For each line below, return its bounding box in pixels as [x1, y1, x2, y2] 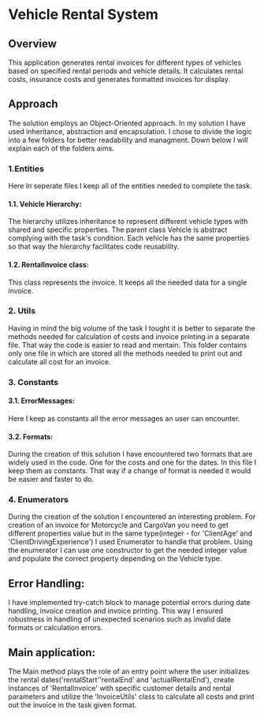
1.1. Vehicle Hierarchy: [8, 199, 82, 208]
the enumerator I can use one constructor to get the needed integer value [8, 546, 247, 555]
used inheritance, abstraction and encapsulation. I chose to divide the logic [8, 126, 252, 136]
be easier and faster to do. [8, 475, 95, 484]
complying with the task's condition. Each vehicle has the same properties [8, 233, 250, 243]
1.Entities [8, 163, 45, 174]
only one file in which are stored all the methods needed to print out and [8, 349, 243, 358]
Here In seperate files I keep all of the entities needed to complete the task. [8, 181, 252, 191]
